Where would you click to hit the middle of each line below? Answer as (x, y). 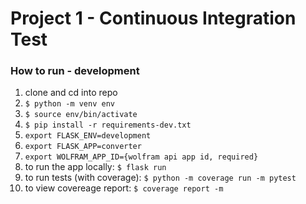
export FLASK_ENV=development (88, 136)
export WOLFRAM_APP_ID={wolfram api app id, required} (141, 157)
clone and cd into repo (71, 93)
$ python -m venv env (69, 104)
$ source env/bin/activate (81, 115)
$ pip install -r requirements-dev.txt (108, 125)
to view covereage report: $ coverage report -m (124, 188)
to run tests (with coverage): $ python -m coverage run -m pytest (160, 178)
